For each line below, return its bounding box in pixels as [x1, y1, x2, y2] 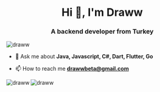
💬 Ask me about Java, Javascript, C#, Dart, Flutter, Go [15, 53, 153, 60]
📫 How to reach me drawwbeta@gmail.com [15, 65, 129, 73]
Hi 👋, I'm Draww [61, 5, 143, 19]
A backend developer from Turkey [50, 27, 154, 36]
